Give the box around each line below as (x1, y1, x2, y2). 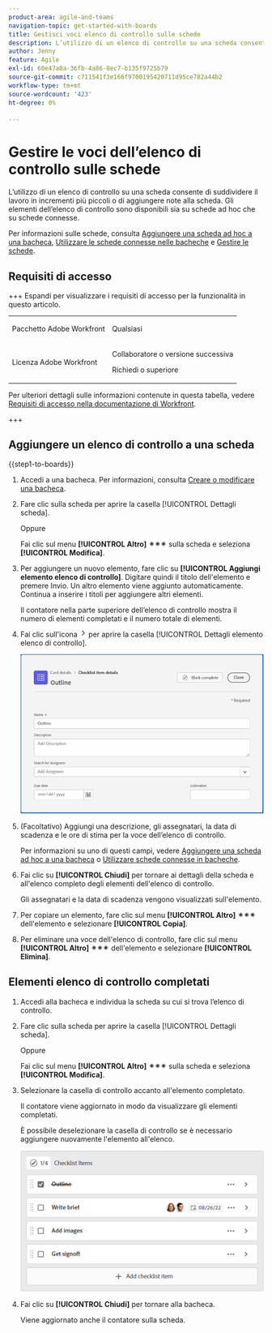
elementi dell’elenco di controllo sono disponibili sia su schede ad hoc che (8, 204, 256, 214)
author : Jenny (8, 47, 57, 56)
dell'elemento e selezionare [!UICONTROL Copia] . (19, 919, 188, 928)
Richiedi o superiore (112, 365, 179, 375)
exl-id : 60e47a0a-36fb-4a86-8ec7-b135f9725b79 (8, 65, 168, 73)
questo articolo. (8, 300, 61, 309)
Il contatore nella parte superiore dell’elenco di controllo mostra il (19, 605, 237, 615)
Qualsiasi (112, 324, 143, 333)
